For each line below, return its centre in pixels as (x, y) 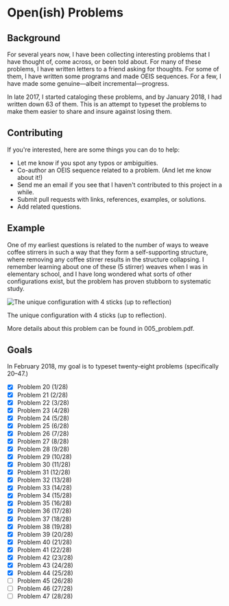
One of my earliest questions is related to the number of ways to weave (108, 244)
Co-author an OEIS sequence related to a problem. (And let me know (114, 170)
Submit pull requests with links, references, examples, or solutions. (111, 199)
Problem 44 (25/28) (45, 573)
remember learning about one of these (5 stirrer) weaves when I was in (107, 266)
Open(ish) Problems (65, 13)
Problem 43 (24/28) (45, 565)
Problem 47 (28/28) (45, 596)
